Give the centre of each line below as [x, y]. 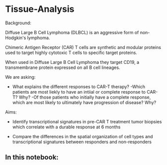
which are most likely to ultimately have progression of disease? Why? [84, 102]
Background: [18, 23]
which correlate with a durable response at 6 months [66, 127]
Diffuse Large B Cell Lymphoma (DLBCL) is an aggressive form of [72, 32]
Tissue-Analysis [40, 9]
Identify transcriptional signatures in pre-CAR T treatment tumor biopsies [87, 121]
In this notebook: [32, 157]
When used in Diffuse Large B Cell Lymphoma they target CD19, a [72, 62]
